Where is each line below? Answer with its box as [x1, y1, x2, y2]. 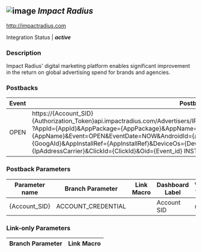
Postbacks [6, 84, 38, 92]
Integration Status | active [6, 34, 71, 41]
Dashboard [156, 180, 189, 189]
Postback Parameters [6, 165, 71, 173]
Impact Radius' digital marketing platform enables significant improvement [6, 63, 191, 70]
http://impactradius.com [6, 22, 66, 29]
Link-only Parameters [6, 224, 71, 232]
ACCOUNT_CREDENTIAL [56, 202, 126, 211]
